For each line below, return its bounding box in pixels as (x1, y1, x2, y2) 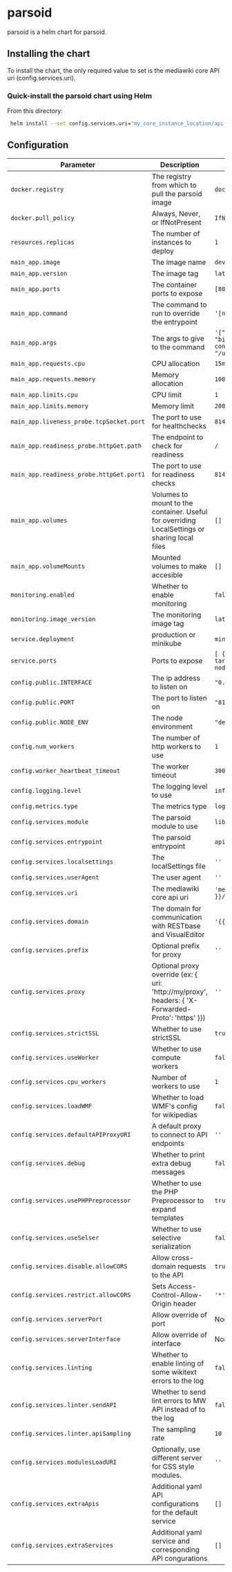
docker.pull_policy (10, 213, 75, 222)
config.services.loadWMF (10, 1102, 93, 1110)
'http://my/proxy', (151, 986, 209, 996)
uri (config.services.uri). (7, 73, 76, 82)
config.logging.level (10, 787, 81, 794)
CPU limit (151, 390, 182, 399)
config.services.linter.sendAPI (10, 1401, 117, 1408)
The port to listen (151, 693, 207, 703)
